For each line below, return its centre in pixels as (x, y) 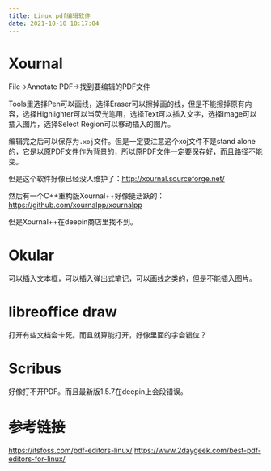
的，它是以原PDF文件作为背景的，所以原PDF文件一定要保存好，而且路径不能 (135, 151)
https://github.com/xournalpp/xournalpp (76, 205)
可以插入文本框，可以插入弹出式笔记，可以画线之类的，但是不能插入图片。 (132, 278)
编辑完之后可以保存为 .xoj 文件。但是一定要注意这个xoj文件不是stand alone (132, 142)
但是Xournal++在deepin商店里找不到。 (73, 222)
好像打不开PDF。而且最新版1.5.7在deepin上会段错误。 (98, 392)
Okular (32, 255)
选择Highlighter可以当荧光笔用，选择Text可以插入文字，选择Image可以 (140, 114)
